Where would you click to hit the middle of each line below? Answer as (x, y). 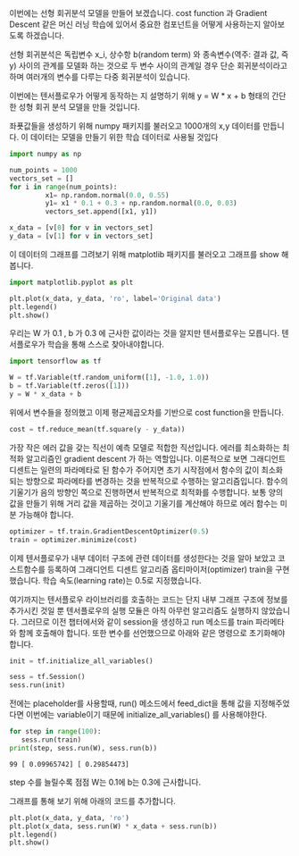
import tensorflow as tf (55, 361)
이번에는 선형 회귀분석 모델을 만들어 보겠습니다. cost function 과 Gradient (138, 13)
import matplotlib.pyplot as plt (71, 282)
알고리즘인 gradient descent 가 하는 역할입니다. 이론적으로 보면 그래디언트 (156, 458)
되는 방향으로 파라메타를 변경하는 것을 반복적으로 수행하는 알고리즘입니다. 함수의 (149, 481)
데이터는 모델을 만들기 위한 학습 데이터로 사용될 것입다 (124, 137)
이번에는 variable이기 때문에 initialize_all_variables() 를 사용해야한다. (146, 715)
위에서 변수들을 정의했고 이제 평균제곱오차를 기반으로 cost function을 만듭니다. (146, 412)
